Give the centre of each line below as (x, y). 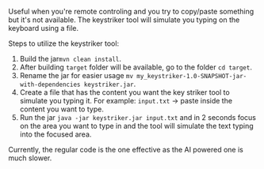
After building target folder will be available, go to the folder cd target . (136, 67)
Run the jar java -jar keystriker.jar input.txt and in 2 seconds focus (138, 117)
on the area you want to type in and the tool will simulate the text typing (136, 126)
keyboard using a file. (44, 28)
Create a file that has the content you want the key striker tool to (124, 92)
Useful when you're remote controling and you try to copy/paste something (131, 11)
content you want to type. (62, 109)
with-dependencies (50, 84)
